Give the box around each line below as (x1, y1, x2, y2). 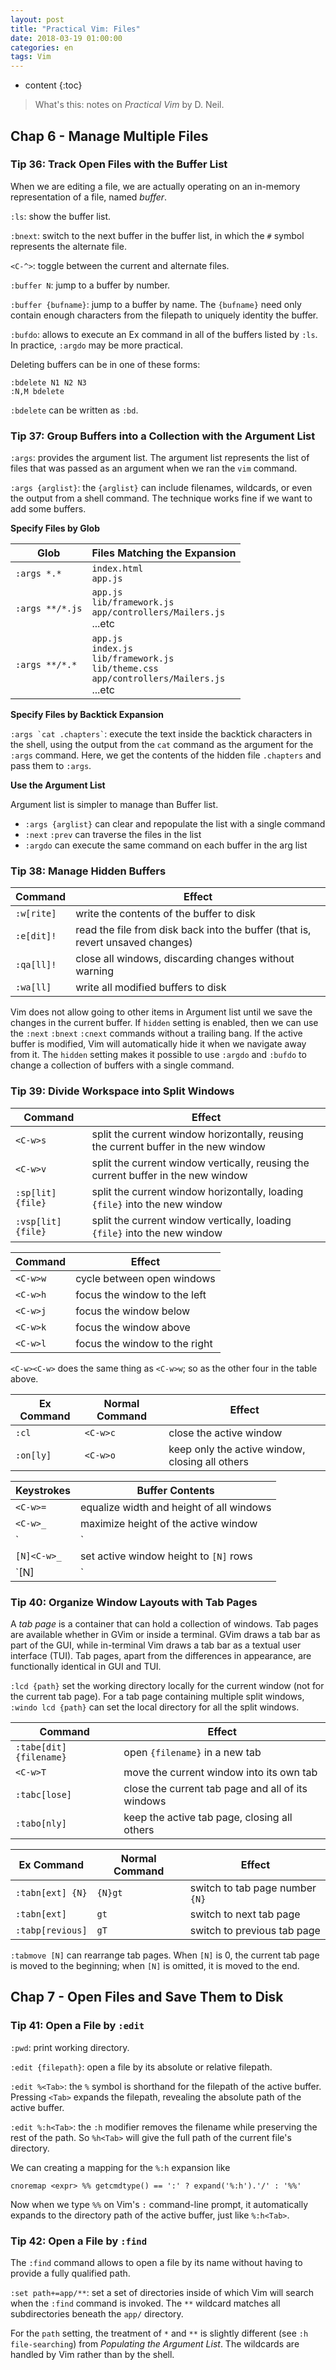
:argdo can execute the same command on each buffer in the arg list (24, 839, 308, 851)
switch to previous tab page (189, 1924, 321, 1937)
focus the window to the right (75, 1336, 213, 1350)
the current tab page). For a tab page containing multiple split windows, (10, 1691, 305, 1702)
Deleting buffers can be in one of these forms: (10, 358, 201, 370)
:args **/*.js (15, 603, 83, 615)
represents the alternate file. (10, 240, 127, 252)
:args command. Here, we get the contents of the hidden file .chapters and (10, 749, 322, 761)
